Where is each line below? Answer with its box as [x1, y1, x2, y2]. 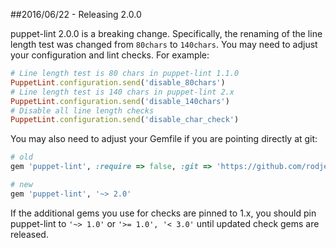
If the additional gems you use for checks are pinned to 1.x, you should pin [10, 207, 317, 219]
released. [10, 228, 49, 240]
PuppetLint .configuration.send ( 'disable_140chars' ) [10, 96, 230, 106]
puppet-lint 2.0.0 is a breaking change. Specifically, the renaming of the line [10, 28, 323, 39]
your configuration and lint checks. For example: [10, 49, 210, 61]
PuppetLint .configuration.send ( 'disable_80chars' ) [10, 77, 226, 88]
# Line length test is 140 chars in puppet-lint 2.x [10, 87, 235, 97]
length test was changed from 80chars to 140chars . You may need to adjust [10, 39, 318, 50]
